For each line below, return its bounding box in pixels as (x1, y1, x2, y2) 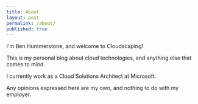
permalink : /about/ (6, 20, 56, 26)
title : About (6, 9, 40, 15)
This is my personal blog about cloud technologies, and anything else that (6, 54, 192, 61)
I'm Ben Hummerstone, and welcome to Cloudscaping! (6, 43, 143, 50)
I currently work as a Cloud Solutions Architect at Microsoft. (6, 72, 157, 80)
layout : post (6, 15, 40, 21)
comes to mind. (6, 61, 46, 68)
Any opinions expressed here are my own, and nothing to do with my (6, 85, 179, 92)
